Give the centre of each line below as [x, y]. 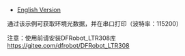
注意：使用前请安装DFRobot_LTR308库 [61, 38]
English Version [39, 10]
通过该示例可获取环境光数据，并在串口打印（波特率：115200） [95, 24]
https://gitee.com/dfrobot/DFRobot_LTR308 [68, 46]
